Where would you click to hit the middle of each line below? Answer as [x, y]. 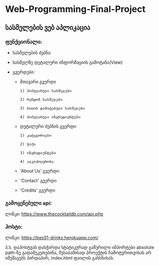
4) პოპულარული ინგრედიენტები [50, 117]
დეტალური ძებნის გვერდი [48, 126]
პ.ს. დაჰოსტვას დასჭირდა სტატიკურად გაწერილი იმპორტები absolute [80, 248]
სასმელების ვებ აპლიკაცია [48, 28]
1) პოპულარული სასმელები [46, 91]
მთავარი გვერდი [38, 81]
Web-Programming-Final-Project [75, 9]
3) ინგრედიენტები [38, 153]
